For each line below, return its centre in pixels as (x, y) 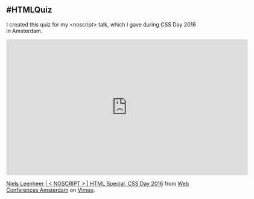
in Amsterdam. (24, 31)
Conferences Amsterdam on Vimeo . (51, 190)
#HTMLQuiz (29, 10)
